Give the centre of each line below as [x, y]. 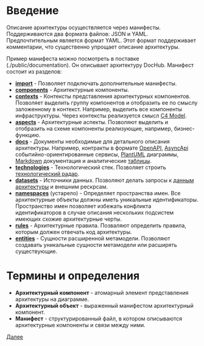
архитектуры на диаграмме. [52, 299]
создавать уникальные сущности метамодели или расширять [96, 244]
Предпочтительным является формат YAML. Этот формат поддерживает [101, 40]
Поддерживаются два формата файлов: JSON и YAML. [77, 33]
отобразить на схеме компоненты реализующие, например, [94, 128]
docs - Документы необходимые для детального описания [93, 141]
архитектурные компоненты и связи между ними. [80, 325]
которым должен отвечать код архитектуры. [73, 232]
